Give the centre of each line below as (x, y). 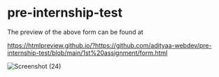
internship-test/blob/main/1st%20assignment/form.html (87, 53)
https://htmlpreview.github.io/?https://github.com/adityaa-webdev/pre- (109, 45)
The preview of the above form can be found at (75, 32)
